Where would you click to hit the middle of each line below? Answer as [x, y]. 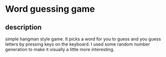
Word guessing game [50, 9]
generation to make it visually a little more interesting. [60, 49]
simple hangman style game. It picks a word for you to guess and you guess [83, 39]
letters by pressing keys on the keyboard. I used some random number [78, 44]
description [23, 27]
